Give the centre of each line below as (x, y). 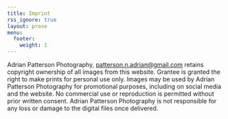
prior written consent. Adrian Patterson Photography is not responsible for (112, 101)
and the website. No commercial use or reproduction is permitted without (111, 94)
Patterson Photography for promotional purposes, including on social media (114, 87)
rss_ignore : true (32, 20)
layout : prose (27, 26)
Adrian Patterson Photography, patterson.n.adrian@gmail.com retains (105, 65)
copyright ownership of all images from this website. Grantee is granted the (114, 72)
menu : (15, 32)
